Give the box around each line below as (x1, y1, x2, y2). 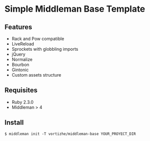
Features (4, 23, 32, 31)
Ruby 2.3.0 (11, 99, 34, 105)
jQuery (11, 51, 25, 57)
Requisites (4, 86, 38, 95)
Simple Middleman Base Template (4, 3, 145, 15)
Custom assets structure (11, 72, 62, 78)
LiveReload (11, 41, 35, 47)
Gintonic (11, 67, 29, 73)
